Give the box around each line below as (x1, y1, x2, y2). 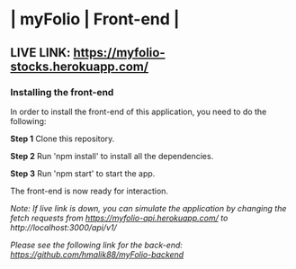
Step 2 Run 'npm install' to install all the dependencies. (10, 150, 214, 161)
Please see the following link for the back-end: (10, 239, 184, 250)
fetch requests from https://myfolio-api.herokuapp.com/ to (10, 212, 229, 223)
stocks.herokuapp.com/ (10, 58, 149, 74)
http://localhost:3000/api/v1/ (10, 221, 118, 233)
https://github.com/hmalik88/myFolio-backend (10, 248, 184, 260)
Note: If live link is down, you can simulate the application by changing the (10, 202, 287, 213)
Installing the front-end (10, 85, 114, 98)
